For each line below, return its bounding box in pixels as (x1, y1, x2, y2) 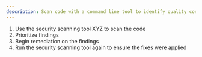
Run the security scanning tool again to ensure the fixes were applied (14, 44, 187, 51)
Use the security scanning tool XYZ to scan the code (14, 25, 146, 32)
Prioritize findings (14, 31, 59, 39)
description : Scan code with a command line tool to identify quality (6, 8, 187, 15)
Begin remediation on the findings (14, 37, 99, 45)
